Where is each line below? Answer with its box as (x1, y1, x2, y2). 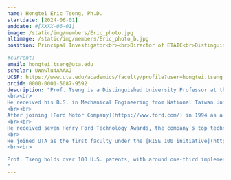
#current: (7, 54, 36, 62)
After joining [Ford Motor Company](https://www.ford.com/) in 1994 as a (7, 112, 223, 119)
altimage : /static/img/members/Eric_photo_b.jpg (7, 36, 149, 43)
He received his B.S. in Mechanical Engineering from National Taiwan (7, 99, 214, 106)
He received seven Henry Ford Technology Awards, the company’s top (7, 124, 208, 131)
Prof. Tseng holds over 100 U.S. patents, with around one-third (7, 156, 198, 164)
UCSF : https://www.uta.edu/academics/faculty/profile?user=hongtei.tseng (7, 74, 223, 80)
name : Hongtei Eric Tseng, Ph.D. (7, 10, 103, 17)
